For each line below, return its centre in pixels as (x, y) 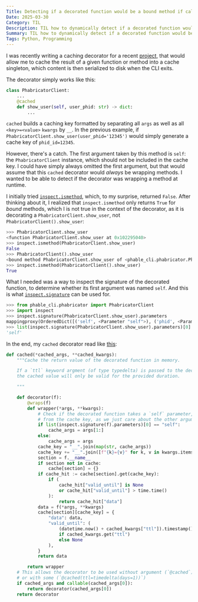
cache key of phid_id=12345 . (41, 143)
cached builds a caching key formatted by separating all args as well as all (95, 124)
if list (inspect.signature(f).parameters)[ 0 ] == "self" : (109, 425)
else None (71, 540)
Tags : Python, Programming (39, 39)
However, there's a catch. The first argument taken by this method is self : (96, 154)
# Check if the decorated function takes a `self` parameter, (115, 414)
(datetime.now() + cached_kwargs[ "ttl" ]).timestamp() (126, 529)
